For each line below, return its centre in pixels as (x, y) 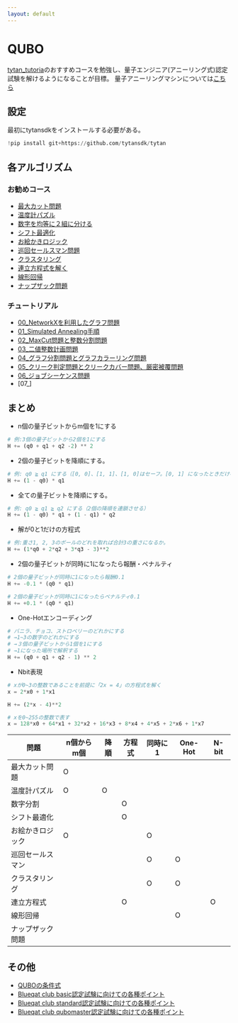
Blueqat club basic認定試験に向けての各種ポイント (91, 994)
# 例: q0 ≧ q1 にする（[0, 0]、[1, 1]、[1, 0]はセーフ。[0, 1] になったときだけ (119, 474)
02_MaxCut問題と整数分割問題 (62, 340)
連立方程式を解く (42, 268)
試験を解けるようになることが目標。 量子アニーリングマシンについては (110, 78)
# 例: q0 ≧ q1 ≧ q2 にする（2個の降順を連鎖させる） (78, 508)
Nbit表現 (30, 672)
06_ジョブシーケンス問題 (54, 375)
